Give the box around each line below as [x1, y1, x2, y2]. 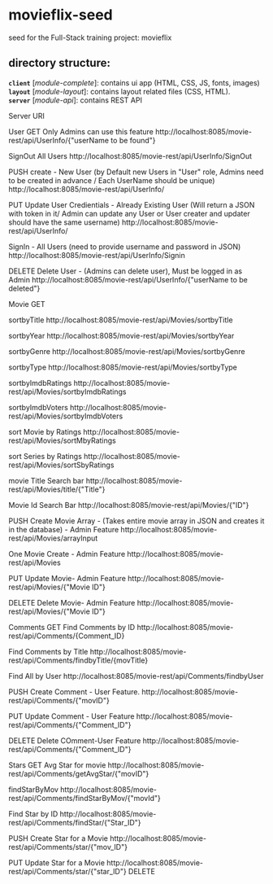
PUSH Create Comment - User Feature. [8, 686, 141, 697]
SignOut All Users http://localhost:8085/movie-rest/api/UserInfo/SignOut [8, 151, 252, 160]
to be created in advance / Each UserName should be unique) [8, 175, 215, 185]
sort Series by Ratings [8, 451, 83, 461]
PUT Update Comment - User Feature [8, 711, 135, 721]
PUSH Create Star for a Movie [8, 833, 108, 843]
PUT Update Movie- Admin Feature [8, 573, 126, 583]
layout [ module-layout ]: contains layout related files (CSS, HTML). [8, 86, 231, 96]
